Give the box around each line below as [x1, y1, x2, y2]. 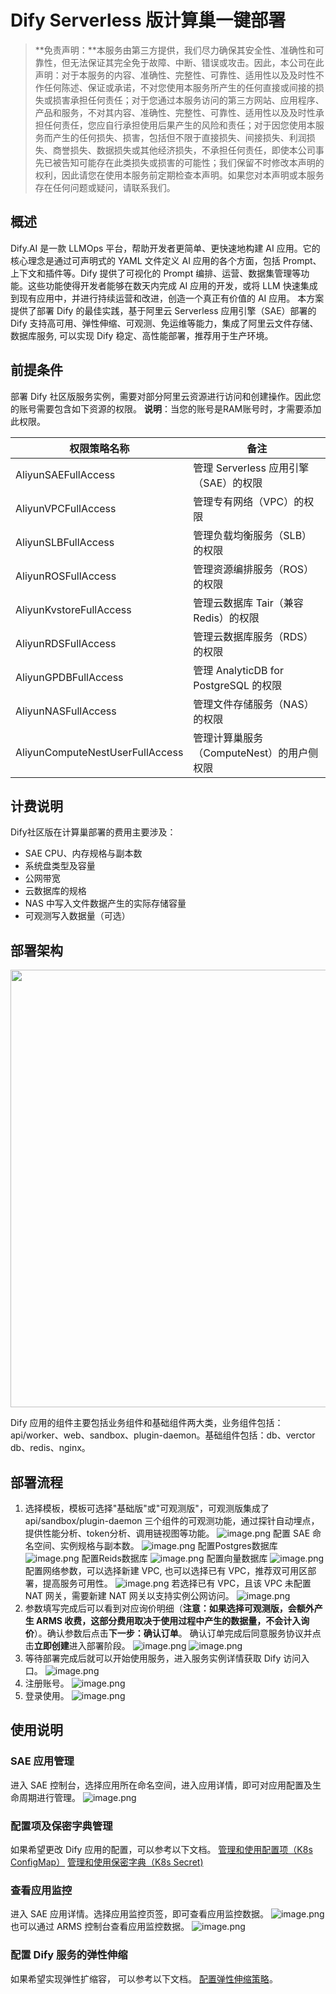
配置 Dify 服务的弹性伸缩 [10, 1948, 128, 1962]
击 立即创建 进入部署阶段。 [24, 1640, 131, 1651]
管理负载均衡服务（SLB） [193, 528, 313, 542]
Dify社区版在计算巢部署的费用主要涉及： [10, 826, 177, 838]
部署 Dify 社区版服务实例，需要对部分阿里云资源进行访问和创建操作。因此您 [10, 390, 322, 402]
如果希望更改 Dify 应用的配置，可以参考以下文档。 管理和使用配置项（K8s [10, 1843, 313, 1855]
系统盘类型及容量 [24, 860, 96, 872]
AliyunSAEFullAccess [15, 467, 116, 481]
